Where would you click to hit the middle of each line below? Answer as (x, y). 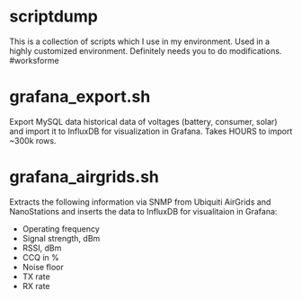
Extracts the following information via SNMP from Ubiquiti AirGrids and (140, 202)
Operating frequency (61, 229)
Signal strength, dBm (61, 238)
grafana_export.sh (80, 97)
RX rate (36, 286)
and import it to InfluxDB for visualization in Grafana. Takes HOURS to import (151, 131)
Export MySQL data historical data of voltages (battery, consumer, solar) (143, 121)
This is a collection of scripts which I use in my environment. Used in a (140, 41)
